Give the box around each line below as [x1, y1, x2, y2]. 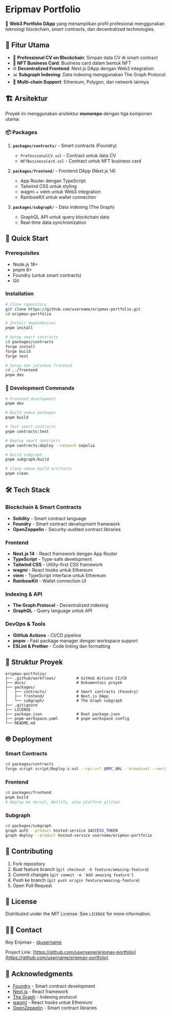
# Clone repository [5, 302, 47, 307]
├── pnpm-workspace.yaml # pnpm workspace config [5, 716, 130, 722]
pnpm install [5, 325, 33, 331]
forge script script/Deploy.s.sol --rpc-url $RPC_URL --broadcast [5, 766, 150, 771]
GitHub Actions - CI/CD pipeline [12, 632, 81, 638]
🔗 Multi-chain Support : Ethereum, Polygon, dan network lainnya [12, 78, 149, 85]
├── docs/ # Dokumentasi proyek [5, 680, 123, 686]
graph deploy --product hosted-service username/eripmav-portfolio [5, 833, 153, 838]
